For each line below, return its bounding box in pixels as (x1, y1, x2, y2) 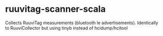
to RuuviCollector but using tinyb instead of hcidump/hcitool (5, 25, 128, 31)
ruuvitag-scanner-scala (5, 3, 106, 15)
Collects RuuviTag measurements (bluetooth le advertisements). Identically (5, 20, 159, 26)
